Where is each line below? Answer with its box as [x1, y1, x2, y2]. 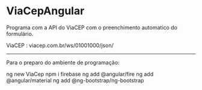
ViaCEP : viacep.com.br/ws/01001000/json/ [6, 42, 114, 49]
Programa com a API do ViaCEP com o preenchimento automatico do [6, 24, 177, 31]
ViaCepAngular [6, 4, 85, 18]
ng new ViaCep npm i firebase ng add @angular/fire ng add [6, 70, 154, 77]
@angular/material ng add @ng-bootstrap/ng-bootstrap [6, 76, 144, 84]
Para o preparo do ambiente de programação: [6, 58, 120, 66]
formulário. [6, 30, 34, 37]
